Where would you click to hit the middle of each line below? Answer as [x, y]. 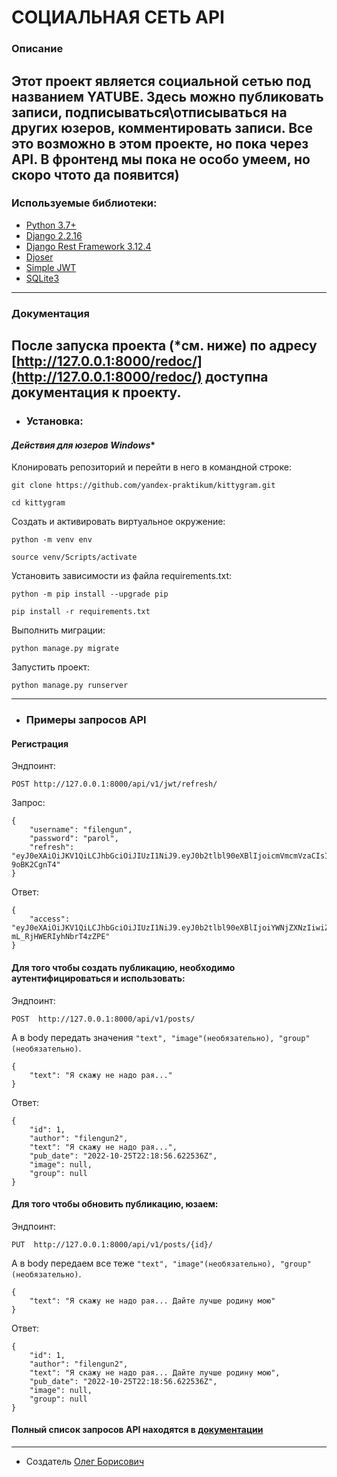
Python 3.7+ [51, 225]
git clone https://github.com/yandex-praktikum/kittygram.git [143, 486]
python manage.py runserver [70, 686]
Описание [37, 49]
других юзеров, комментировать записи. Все [162, 127]
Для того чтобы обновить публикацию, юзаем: [115, 1204]
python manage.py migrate [65, 649]
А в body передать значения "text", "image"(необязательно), [143, 1037]
